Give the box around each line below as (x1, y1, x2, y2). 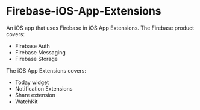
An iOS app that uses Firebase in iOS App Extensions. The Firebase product (6, 24, 195, 31)
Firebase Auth (14, 42, 50, 50)
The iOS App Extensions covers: (6, 66, 86, 74)
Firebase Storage (14, 55, 58, 62)
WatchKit (14, 98, 38, 105)
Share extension (14, 91, 56, 99)
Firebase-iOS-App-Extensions (6, 4, 161, 18)
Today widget (14, 79, 49, 86)
